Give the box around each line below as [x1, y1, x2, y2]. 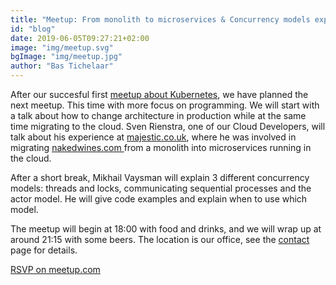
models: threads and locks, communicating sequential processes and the [10, 182, 312, 194]
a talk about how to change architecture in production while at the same [10, 110, 307, 121]
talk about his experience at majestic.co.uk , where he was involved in [10, 131, 297, 143]
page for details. [10, 244, 78, 256]
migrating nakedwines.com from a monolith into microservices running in [10, 142, 312, 153]
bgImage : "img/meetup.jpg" [10, 52, 123, 62]
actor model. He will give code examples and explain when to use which [10, 193, 308, 205]
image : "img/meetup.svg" [10, 42, 114, 53]
